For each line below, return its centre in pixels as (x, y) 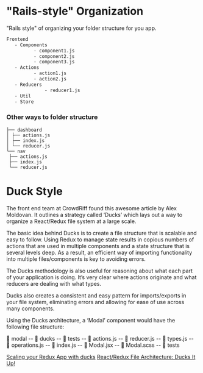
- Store (24, 102)
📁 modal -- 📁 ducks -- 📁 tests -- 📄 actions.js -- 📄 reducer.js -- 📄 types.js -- (100, 338)
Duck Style (34, 191)
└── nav (16, 151)
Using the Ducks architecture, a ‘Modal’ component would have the (91, 320)
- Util (23, 96)
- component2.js (54, 56)
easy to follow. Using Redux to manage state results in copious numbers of (100, 240)
